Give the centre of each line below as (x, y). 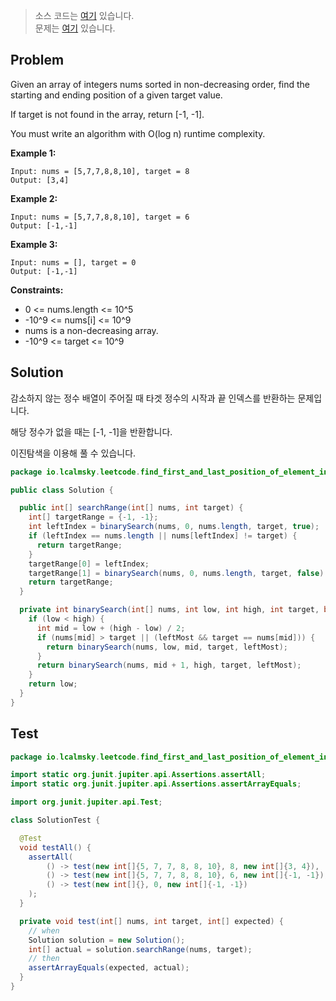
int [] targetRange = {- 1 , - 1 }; (93, 517)
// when (44, 930)
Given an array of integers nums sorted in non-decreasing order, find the (160, 84)
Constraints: (37, 290)
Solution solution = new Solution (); (107, 940)
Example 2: (34, 198)
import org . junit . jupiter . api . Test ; (86, 802)
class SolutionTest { (55, 820)
